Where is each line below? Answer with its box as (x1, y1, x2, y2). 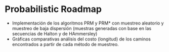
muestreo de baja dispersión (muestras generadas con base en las (12, 25, 152, 31)
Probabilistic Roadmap (5, 3, 102, 15)
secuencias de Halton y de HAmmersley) (12, 30, 98, 36)
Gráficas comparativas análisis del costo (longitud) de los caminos (12, 36, 151, 42)
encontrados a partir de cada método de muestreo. (12, 41, 119, 47)
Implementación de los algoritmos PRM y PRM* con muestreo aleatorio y (12, 20, 164, 26)
